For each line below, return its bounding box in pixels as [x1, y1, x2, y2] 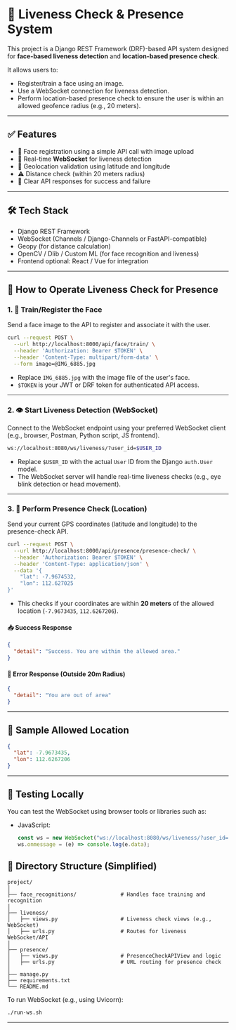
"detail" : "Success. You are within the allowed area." [13, 648, 181, 655]
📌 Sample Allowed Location [7, 725, 130, 737]
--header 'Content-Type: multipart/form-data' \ [13, 354, 159, 361]
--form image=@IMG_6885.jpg [13, 360, 96, 367]
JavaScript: [17, 821, 51, 829]
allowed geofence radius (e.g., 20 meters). [17, 101, 141, 110]
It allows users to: [7, 65, 58, 74]
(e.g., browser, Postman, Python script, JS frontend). [7, 431, 160, 440]
